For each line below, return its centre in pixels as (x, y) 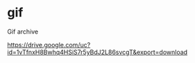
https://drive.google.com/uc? (49, 45)
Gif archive (23, 32)
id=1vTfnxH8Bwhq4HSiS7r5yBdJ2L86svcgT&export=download (97, 52)
